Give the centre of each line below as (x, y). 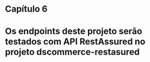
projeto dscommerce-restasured (72, 52)
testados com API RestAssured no (75, 42)
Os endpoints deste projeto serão (74, 31)
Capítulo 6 (26, 9)
